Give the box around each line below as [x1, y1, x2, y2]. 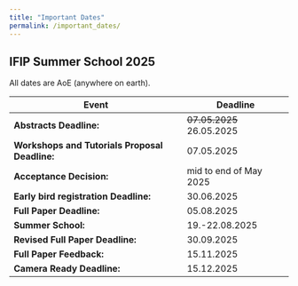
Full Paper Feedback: [13, 248, 105, 260]
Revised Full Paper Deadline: [13, 234, 137, 246]
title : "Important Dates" [9, 12, 105, 22]
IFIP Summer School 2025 [9, 54, 156, 69]
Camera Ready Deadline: [13, 263, 121, 275]
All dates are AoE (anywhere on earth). [9, 77, 151, 89]
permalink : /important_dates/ [9, 21, 122, 30]
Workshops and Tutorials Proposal [13, 139, 163, 152]
